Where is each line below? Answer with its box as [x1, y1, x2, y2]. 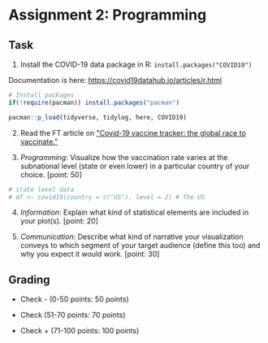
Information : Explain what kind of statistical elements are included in [19, 207, 249, 217]
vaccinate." [19, 137, 58, 146]
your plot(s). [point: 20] [19, 216, 99, 226]
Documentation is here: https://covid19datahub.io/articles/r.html [8, 76, 222, 85]
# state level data [8, 185, 75, 193]
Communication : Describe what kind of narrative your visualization [19, 232, 244, 241]
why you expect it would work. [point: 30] [19, 250, 160, 259]
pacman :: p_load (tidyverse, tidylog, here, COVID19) [8, 113, 187, 121]
